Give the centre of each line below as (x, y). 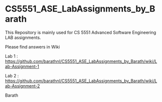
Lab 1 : (11, 56)
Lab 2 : (12, 76)
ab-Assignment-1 (22, 66)
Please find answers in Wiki (32, 47)
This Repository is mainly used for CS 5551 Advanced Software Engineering (81, 32)
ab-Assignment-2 (23, 86)
